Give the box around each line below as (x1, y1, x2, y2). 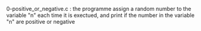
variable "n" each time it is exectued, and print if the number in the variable (6, 12, 195, 19)
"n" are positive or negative (6, 18, 75, 25)
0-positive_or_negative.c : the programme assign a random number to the (6, 5, 192, 12)
